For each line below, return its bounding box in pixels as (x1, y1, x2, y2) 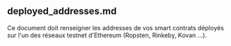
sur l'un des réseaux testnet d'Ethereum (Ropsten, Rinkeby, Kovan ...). (7, 31, 207, 39)
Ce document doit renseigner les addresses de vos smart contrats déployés (7, 23, 224, 32)
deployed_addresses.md (7, 5, 117, 17)
